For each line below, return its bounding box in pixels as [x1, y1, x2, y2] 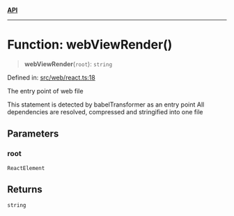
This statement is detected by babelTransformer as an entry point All [7, 100, 205, 109]
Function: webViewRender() [7, 37, 173, 53]
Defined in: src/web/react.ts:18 [7, 73, 95, 82]
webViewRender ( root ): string [24, 59, 113, 68]
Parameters [7, 128, 59, 140]
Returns [7, 184, 43, 196]
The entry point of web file [7, 86, 84, 95]
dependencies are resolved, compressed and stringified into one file [7, 107, 203, 116]
